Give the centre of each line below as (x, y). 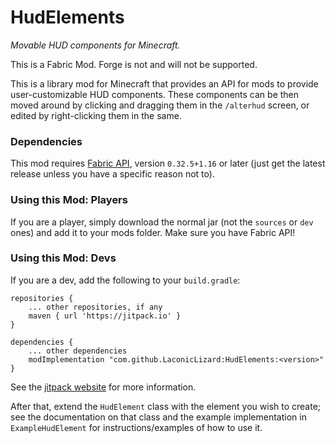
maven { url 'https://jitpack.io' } (105, 316)
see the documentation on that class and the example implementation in (158, 417)
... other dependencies (78, 351)
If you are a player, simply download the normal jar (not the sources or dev (162, 222)
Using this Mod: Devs (63, 258)
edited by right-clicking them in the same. (96, 115)
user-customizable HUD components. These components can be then (155, 94)
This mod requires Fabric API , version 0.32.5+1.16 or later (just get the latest (168, 163)
